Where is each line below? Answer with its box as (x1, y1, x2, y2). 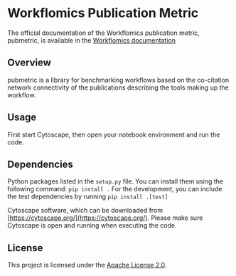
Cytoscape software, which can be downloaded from (7, 206, 163, 215)
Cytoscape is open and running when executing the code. (7, 221, 177, 230)
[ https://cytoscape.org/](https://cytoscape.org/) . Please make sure (7, 213, 203, 222)
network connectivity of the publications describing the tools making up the (7, 83, 229, 92)
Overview (7, 57, 52, 69)
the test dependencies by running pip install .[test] (7, 192, 168, 201)
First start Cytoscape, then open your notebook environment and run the (7, 130, 220, 139)
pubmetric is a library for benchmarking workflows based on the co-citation (7, 75, 230, 84)
